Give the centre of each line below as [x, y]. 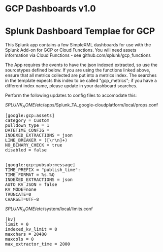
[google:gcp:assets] [30, 115]
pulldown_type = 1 [27, 125]
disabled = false [26, 150]
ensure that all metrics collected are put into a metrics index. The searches [81, 75]
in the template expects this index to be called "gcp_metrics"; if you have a [81, 81]
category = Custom [27, 120]
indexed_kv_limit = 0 [31, 229]
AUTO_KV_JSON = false [31, 184]
